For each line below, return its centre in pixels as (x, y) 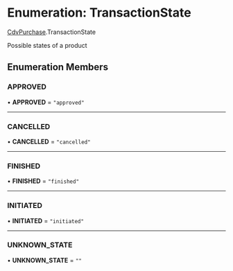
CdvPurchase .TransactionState (51, 32)
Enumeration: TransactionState (100, 13)
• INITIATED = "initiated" (46, 220)
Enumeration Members (58, 67)
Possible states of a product (48, 45)
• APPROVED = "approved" (46, 102)
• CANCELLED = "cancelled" (49, 141)
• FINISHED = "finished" (43, 181)
